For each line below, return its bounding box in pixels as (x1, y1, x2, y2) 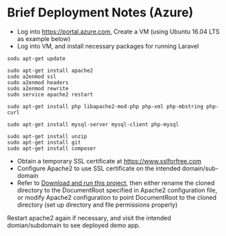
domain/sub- (181, 164, 219, 172)
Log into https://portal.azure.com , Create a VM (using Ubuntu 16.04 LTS (16, 27, 221, 36)
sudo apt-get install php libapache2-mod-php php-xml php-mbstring (7, 103, 204, 110)
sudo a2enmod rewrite (7, 85, 69, 92)
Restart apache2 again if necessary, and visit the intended (7, 213, 171, 222)
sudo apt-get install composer (7, 145, 97, 152)
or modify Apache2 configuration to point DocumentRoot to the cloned (16, 193, 217, 201)
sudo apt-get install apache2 (7, 67, 94, 74)
